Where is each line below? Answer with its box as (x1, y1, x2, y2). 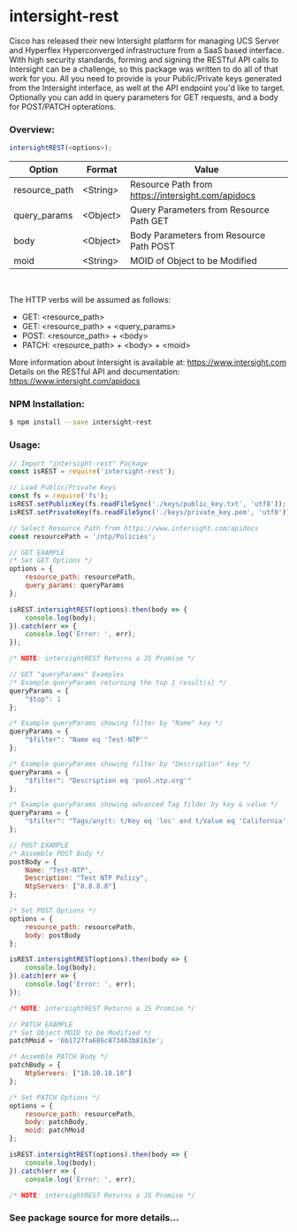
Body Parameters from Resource (129, 229, 266, 242)
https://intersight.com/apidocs (129, 189, 256, 202)
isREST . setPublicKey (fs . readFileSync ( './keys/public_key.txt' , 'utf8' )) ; (9, 500, 287, 509)
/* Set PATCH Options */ (9, 1093, 101, 1102)
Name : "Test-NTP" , (25, 866, 93, 874)
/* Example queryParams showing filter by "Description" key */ (9, 759, 251, 768)
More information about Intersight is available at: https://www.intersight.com (9, 357, 287, 368)
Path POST (129, 241, 175, 253)
